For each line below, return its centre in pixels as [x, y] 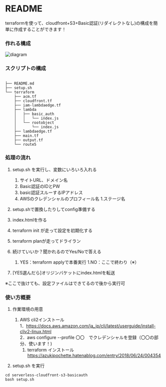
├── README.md [20, 83]
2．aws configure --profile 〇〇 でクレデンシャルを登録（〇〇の [87, 338]
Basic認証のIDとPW [40, 186]
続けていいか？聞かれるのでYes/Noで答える [57, 251]
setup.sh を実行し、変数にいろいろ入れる [54, 169]
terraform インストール [51, 350]
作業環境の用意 [28, 309]
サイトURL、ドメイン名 [44, 180]
